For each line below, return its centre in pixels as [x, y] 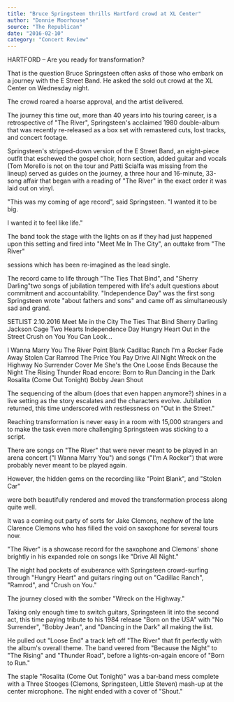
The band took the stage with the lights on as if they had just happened [110, 237]
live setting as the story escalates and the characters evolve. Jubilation [109, 401]
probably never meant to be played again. [67, 465]
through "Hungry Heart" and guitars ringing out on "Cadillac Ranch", [105, 577]
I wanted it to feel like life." [45, 223]
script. [16, 437]
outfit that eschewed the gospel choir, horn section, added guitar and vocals [117, 159]
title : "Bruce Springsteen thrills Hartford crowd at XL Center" [104, 14]
